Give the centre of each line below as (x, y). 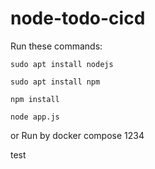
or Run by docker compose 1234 (77, 135)
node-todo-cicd (78, 18)
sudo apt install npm (55, 82)
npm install (35, 99)
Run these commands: (56, 46)
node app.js (35, 117)
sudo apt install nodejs (62, 64)
